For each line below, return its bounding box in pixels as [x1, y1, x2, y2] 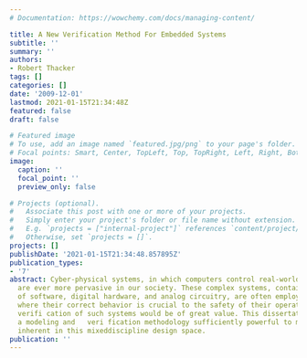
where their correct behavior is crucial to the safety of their [17, 300, 272, 310]
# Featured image [9, 132, 76, 141]
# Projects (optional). [9, 198, 101, 208]
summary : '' [9, 47, 55, 56]
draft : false [9, 115, 59, 124]
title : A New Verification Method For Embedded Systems [9, 29, 227, 39]
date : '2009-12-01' [9, 89, 84, 99]
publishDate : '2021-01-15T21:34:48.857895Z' [9, 249, 182, 258]
